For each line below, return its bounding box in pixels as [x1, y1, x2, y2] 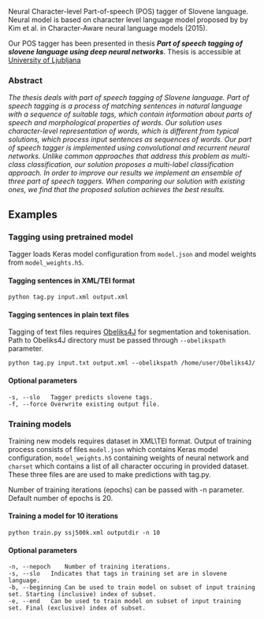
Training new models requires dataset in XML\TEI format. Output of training [8, 436, 252, 446]
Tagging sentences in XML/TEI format [8, 276, 136, 285]
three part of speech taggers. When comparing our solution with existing [8, 176, 246, 186]
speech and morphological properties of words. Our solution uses [8, 118, 222, 128]
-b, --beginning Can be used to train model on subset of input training [8, 584, 256, 591]
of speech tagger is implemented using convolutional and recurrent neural [8, 143, 250, 153]
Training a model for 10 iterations [8, 511, 118, 521]
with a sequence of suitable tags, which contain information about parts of [8, 109, 252, 119]
